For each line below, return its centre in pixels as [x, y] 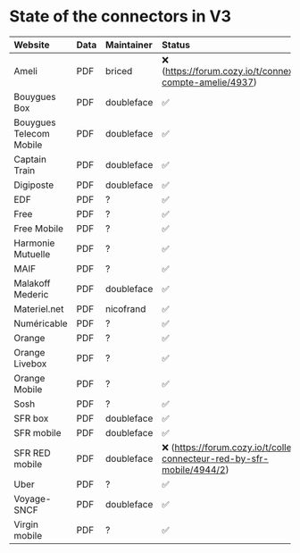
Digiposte [34, 185]
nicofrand [126, 308]
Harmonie [34, 243]
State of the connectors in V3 [121, 17]
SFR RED [32, 453]
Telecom [32, 133]
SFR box [31, 418]
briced [119, 71]
